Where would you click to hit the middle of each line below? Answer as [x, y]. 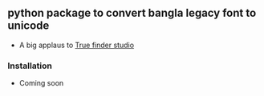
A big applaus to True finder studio [76, 45]
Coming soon [41, 83]
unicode [28, 26]
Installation [30, 66]
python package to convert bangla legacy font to [132, 13]
